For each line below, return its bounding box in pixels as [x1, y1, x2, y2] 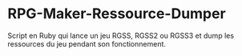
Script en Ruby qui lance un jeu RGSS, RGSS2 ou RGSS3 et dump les [7, 31, 234, 40]
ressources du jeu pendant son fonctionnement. [7, 39, 166, 48]
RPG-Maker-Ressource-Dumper [7, 5, 226, 23]
